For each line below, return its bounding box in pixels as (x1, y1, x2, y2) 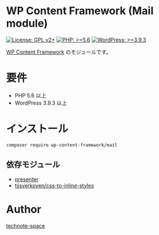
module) (6, 17, 48, 30)
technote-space (6, 222, 46, 229)
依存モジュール (6, 159, 60, 169)
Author (6, 203, 41, 216)
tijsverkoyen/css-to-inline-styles (14, 182, 95, 189)
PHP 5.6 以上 (14, 92, 47, 99)
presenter (14, 175, 39, 182)
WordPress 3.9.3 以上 (14, 99, 67, 106)
